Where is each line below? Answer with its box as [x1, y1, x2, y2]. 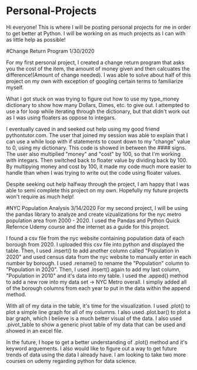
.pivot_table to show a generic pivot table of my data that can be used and [6, 321, 186, 328]
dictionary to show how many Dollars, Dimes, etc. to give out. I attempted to [6, 101, 190, 108]
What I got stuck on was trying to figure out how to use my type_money [6, 95, 179, 102]
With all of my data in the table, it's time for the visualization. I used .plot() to [6, 302, 191, 309]
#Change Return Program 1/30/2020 [6, 47, 95, 54]
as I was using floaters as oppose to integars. [6, 114, 116, 121]
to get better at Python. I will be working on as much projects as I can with [6, 29, 186, 36]
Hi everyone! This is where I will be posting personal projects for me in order [6, 24, 191, 31]
